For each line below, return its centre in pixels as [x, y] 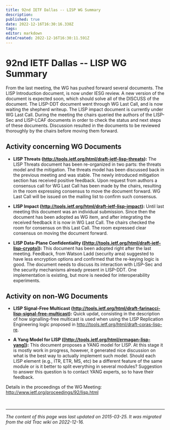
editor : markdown [24, 33]
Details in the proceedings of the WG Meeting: [54, 387]
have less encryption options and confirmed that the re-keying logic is [86, 259]
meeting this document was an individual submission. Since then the [84, 211]
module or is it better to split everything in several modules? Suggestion [88, 366]
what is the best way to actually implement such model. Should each [84, 356]
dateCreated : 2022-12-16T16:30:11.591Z [48, 38]
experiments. [27, 280]
